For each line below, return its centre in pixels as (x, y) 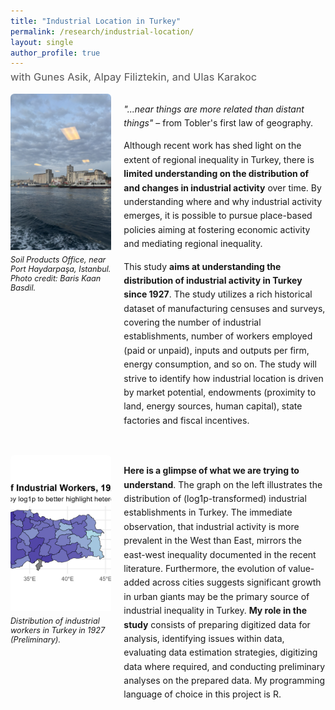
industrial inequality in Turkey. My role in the (215, 611)
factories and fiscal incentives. (186, 420)
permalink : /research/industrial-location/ (102, 31)
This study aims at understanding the (202, 266)
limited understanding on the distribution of (216, 174)
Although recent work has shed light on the (212, 146)
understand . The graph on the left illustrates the (223, 484)
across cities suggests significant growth (237, 582)
